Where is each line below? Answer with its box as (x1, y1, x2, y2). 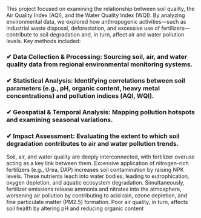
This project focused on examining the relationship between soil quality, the (6, 5, 195, 12)
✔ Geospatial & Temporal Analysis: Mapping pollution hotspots (6, 107, 195, 116)
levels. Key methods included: (6, 38, 81, 44)
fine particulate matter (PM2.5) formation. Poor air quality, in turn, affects (6, 199, 188, 206)
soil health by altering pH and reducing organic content (6, 205, 144, 212)
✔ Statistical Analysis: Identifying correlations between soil (6, 76, 186, 84)
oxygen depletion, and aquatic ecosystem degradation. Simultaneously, (6, 179, 185, 186)
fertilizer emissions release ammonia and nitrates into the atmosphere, (6, 185, 182, 193)
